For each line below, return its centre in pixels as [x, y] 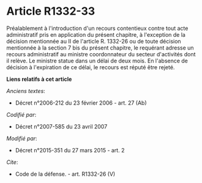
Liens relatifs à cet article [39, 79]
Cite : [12, 162]
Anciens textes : [26, 91]
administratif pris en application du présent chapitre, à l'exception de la [96, 34]
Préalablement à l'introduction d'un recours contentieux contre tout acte [97, 28]
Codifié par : [21, 114]
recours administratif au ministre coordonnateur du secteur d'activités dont [101, 54]
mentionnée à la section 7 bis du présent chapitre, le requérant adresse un [100, 48]
